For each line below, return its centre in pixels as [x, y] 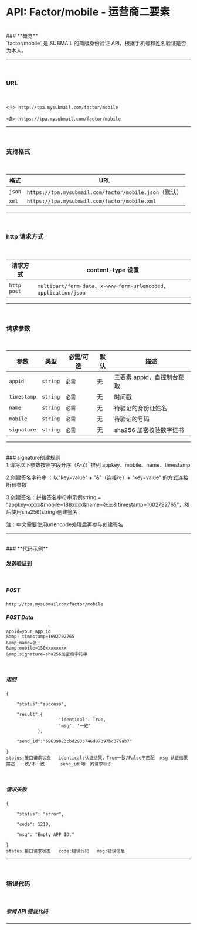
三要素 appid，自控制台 [146, 377]
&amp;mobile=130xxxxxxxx [36, 648]
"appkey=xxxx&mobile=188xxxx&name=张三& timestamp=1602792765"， [95, 505]
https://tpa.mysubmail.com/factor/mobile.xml [91, 201]
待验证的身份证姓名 [140, 408]
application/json [62, 292]
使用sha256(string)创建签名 [44, 512]
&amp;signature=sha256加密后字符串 [47, 654]
